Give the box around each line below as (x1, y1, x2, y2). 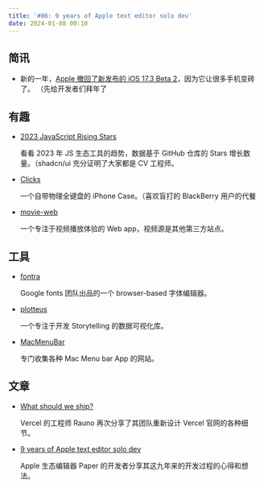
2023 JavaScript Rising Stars (19, 132, 117, 142)
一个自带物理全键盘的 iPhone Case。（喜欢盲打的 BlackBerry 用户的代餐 (19, 191, 256, 201)
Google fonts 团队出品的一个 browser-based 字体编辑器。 (19, 287, 212, 298)
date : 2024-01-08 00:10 (8, 19, 89, 27)
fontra (19, 271, 40, 281)
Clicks (19, 175, 41, 184)
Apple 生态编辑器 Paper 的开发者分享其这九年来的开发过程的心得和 (19, 461, 241, 470)
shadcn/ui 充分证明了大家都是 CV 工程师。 (37, 159, 179, 168)
